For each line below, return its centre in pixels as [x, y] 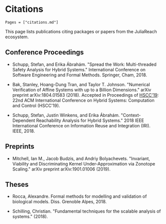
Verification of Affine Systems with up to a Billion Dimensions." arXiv [82, 90]
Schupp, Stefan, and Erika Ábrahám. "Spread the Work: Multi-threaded [84, 64]
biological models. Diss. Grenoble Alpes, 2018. [60, 202]
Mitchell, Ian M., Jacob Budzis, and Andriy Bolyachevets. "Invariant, [81, 158]
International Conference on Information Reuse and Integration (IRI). [81, 125]
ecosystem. [17, 37]
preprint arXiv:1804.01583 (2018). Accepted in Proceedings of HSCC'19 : [85, 95]
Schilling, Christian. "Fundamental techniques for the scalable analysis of [86, 211]
